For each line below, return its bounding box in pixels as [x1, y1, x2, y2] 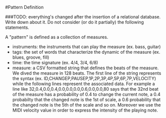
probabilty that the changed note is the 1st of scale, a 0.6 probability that [12, 97, 161, 103]
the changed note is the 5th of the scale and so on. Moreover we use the [12, 102, 161, 108]
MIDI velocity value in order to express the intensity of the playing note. [12, 107, 159, 113]
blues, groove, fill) [12, 54, 50, 60]
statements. [5, 24, 30, 30]
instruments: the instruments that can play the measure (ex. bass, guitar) [12, 44, 161, 49]
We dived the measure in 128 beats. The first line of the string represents [12, 70, 162, 76]
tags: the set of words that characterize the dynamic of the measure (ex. [12, 49, 161, 55]
